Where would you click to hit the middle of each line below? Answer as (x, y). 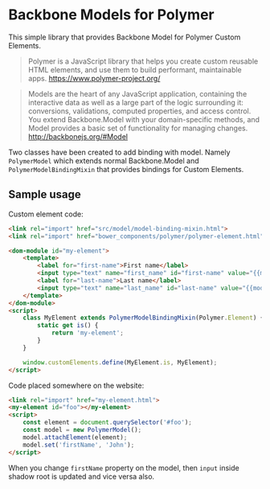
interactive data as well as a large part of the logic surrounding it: (135, 102)
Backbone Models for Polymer (111, 15)
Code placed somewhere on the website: (76, 385)
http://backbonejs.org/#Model (78, 136)
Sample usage (45, 195)
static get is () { (68, 326)
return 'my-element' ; (88, 333)
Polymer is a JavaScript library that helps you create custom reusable (143, 61)
